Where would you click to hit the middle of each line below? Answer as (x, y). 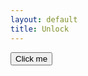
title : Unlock (40, 29)
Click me (31, 58)
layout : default (44, 19)
